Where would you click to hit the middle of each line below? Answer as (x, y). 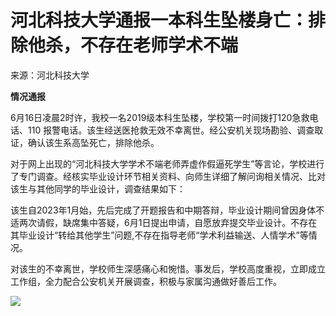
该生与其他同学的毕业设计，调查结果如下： (98, 188)
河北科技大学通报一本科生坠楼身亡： (159, 20)
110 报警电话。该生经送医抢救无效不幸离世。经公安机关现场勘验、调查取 (175, 130)
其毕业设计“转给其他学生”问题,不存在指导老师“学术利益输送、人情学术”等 (159, 235)
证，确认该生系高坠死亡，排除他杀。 (85, 142)
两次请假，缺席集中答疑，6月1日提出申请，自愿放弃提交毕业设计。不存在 (168, 222)
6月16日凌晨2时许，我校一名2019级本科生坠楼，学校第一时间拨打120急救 (160, 117)
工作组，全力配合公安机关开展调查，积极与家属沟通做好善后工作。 (146, 281)
